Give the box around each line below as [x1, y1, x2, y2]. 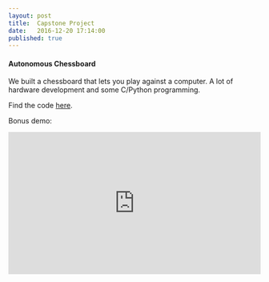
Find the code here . [8, 101, 74, 111]
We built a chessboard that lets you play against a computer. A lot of [8, 77, 234, 87]
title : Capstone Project [8, 19, 94, 27]
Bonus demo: [8, 116, 52, 126]
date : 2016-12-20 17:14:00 [8, 26, 106, 34]
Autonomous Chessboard [8, 58, 96, 68]
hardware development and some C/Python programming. [8, 85, 201, 95]
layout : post [8, 11, 52, 20]
